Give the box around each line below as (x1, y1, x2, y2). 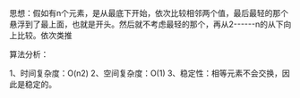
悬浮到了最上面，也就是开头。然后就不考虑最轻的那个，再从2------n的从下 (9, 19, 284, 29)
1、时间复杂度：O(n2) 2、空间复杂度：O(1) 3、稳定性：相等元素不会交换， (9, 68, 283, 78)
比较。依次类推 (16, 30, 73, 40)
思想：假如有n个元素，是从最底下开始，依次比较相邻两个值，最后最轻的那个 (9, 8, 289, 18)
